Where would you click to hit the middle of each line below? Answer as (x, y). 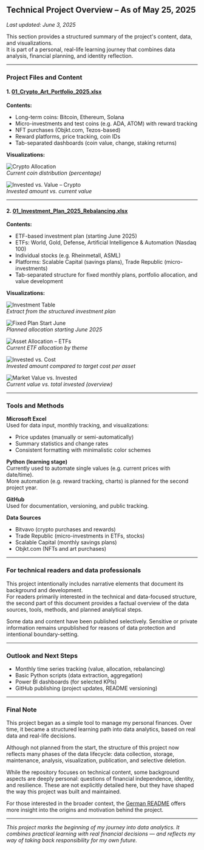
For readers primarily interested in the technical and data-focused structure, (101, 596)
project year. (22, 488)
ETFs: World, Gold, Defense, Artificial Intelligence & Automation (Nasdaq (106, 243)
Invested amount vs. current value (49, 191)
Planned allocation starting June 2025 (54, 330)
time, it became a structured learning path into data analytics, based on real (101, 730)
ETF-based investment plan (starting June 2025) (76, 236)
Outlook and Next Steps (42, 655)
